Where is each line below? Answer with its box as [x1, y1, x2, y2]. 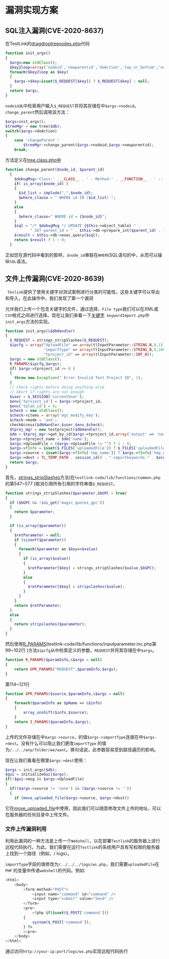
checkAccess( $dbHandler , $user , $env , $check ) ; [10, 422, 105, 428]
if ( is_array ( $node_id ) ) [14, 181, 69, 186]
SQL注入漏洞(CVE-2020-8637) [5, 26, 104, 35]
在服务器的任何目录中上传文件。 [5, 811, 71, 818]
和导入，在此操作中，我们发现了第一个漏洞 [5, 295, 94, 301]
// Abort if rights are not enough [10, 389, 84, 394]
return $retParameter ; [14, 603, 62, 608]
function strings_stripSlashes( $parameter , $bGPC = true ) [5, 491, 127, 496]
